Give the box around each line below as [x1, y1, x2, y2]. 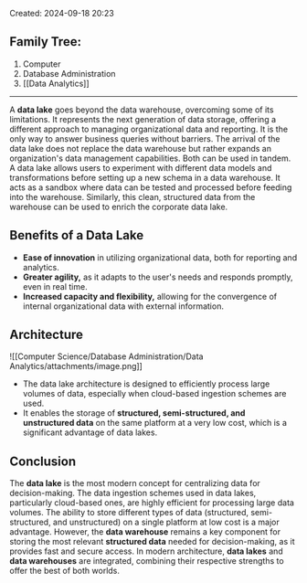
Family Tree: [9, 34, 82, 49]
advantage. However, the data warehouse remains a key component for [9, 526, 281, 537]
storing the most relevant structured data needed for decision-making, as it [9, 536, 295, 547]
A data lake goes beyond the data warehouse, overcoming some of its [9, 104, 274, 115]
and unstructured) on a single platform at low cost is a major [53, 516, 281, 528]
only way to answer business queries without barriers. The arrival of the [9, 132, 281, 144]
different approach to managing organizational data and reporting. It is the [9, 123, 289, 134]
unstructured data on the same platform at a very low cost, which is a [22, 418, 288, 429]
